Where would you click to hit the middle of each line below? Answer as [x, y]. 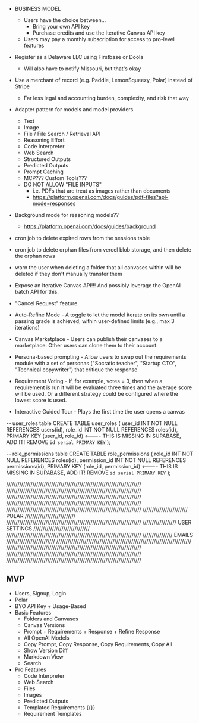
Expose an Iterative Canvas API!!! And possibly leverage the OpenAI [98, 285]
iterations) [27, 328]
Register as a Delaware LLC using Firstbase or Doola [79, 57]
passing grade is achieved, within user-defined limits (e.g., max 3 [94, 321]
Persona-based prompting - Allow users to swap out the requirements [100, 357]
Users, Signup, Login [40, 593]
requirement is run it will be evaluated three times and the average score [103, 387]
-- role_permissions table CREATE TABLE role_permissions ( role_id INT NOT [100, 454]
